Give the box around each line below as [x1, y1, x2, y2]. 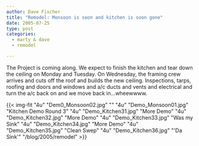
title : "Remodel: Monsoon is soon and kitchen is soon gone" [6, 14, 163, 20]
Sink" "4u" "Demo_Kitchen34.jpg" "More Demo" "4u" [6, 120, 139, 127]
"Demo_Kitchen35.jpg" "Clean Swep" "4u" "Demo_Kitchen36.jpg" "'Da [6, 127, 183, 134]
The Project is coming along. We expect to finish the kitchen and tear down [6, 64, 193, 71]
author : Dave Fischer [6, 8, 61, 15]
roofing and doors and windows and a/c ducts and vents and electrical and [6, 83, 193, 90]
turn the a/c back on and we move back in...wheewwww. [6, 90, 148, 97]
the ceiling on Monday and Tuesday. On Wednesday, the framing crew [6, 70, 181, 78]
